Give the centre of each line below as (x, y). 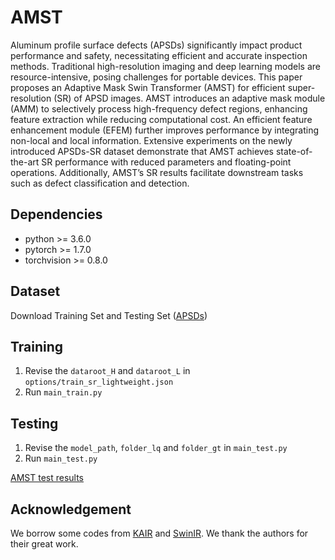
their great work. (44, 544)
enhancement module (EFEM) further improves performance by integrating (165, 130)
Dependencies (56, 214)
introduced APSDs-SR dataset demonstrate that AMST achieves (142, 151)
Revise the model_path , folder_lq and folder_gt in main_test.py (156, 448)
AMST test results (47, 478)
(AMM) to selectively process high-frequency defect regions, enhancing (159, 108)
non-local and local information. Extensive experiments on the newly (151, 140)
